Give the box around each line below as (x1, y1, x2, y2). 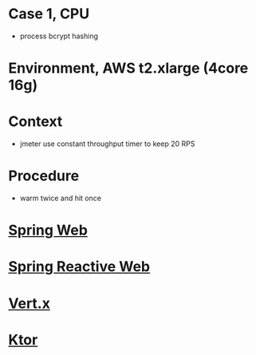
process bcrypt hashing (19, 31, 98, 41)
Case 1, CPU (8, 5, 90, 23)
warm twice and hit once (19, 193, 102, 203)
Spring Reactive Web (8, 258, 151, 276)
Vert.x (8, 294, 50, 312)
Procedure (8, 167, 80, 185)
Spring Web (8, 221, 88, 239)
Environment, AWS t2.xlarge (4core (8, 59, 249, 77)
